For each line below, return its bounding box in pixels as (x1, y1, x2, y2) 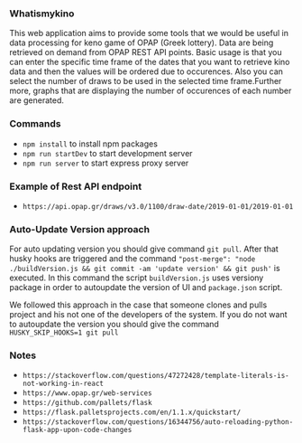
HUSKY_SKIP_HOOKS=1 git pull (9, 328, 119, 337)
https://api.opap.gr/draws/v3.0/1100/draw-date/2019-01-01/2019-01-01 (22, 202, 294, 211)
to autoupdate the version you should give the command (9, 319, 219, 330)
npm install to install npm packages (22, 138, 158, 149)
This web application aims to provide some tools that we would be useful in (9, 28, 288, 39)
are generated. (9, 95, 65, 106)
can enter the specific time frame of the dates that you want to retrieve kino (9, 57, 290, 68)
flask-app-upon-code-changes (22, 426, 133, 435)
